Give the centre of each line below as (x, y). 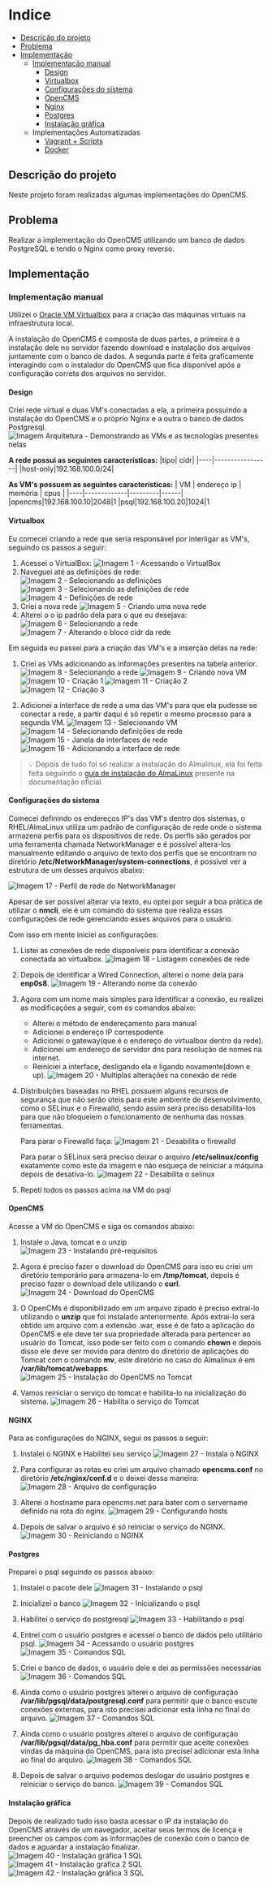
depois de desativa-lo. (58, 1174)
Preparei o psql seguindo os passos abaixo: (81, 1572)
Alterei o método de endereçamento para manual (114, 1023)
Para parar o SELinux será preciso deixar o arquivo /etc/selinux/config (139, 1157)
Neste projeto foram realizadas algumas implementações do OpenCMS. (128, 194)
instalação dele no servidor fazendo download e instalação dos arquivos (130, 347)
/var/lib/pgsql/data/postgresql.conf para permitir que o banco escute (139, 1701)
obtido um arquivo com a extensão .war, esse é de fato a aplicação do (138, 1326)
